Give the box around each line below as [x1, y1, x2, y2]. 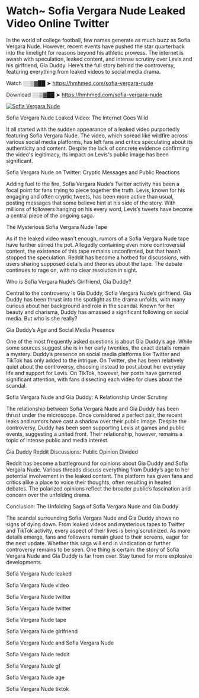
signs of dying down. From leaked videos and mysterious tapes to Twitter [6, 520, 185, 527]
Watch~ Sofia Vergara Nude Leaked [6, 4, 185, 18]
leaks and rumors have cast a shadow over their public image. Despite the [6, 417, 187, 425]
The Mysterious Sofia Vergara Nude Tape [6, 223, 108, 230]
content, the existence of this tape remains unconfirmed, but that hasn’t [6, 247, 181, 254]
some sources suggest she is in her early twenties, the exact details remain [6, 344, 190, 351]
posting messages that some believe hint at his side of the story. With [6, 199, 176, 206]
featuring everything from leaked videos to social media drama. [6, 68, 161, 75]
